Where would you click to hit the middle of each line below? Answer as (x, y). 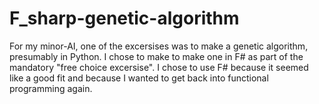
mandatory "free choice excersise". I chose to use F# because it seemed (159, 67)
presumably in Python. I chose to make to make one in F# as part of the (156, 56)
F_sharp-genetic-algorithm (124, 18)
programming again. (51, 88)
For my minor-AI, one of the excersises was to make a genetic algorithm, (159, 46)
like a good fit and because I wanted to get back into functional (139, 78)
